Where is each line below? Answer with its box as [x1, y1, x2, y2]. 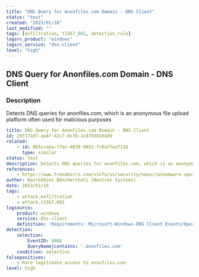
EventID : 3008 [27, 238, 62, 244]
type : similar [21, 149, 57, 155]
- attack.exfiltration [17, 193, 73, 199]
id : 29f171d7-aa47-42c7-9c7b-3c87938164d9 [6, 133, 113, 139]
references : [6, 166, 36, 172]
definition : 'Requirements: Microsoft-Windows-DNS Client [17, 221, 163, 227]
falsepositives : [6, 254, 46, 260]
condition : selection [17, 249, 70, 255]
